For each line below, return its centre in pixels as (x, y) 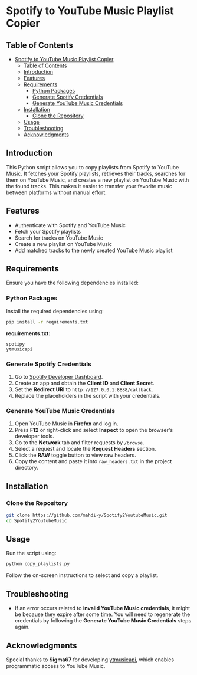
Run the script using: (31, 553)
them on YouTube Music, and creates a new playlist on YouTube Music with (98, 180)
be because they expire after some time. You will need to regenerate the (102, 614)
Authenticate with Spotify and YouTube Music (70, 225)
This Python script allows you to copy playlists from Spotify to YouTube (93, 167)
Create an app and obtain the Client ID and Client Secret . (84, 383)
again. (22, 627)
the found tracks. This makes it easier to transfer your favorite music (89, 186)
